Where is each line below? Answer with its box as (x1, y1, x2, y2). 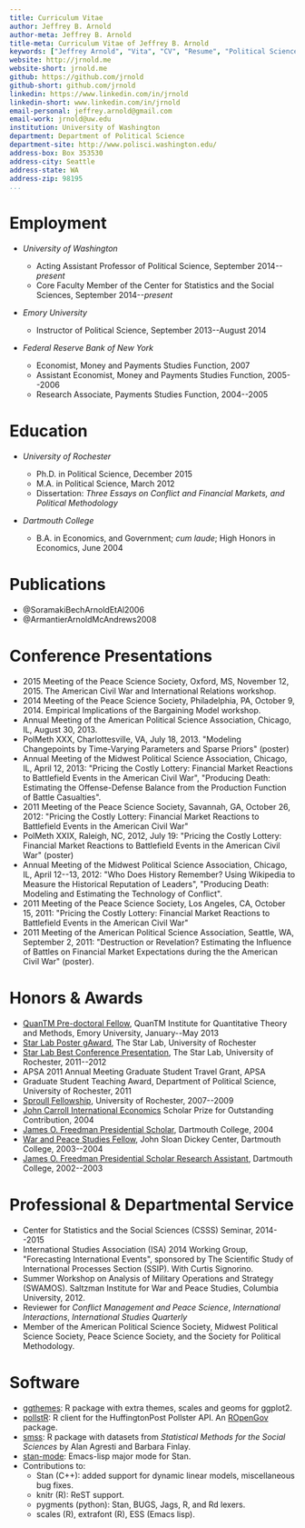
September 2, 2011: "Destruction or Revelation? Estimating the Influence (22, 937, 292, 947)
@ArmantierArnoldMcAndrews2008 (22, 614, 157, 625)
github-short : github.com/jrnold (9, 81, 136, 90)
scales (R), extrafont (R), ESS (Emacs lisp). (35, 1508, 195, 1519)
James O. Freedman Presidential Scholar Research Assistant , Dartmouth (22, 1153, 293, 1163)
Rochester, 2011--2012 (22, 1056, 107, 1067)
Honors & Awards (9, 988, 143, 1009)
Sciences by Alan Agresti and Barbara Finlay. (22, 1441, 191, 1452)
